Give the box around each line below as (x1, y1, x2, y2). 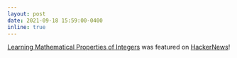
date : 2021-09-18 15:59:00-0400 (7, 17, 103, 24)
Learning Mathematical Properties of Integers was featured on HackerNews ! (7, 43, 231, 52)
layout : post (7, 10, 46, 18)
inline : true (7, 23, 46, 30)
